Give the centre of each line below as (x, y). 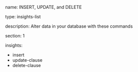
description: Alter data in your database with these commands (69, 26)
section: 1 (15, 36)
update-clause (27, 60)
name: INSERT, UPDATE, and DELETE (44, 7)
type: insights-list (23, 17)
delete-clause (27, 65)
